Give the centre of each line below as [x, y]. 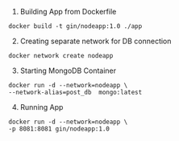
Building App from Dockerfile [68, 12]
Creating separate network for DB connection [96, 41]
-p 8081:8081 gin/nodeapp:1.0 [59, 129]
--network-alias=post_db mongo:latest [75, 92]
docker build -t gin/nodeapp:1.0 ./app [75, 26]
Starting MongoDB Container [68, 70]
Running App [42, 107]
